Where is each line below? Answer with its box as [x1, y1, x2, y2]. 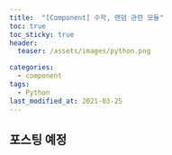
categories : [9, 63, 54, 72]
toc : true [9, 22, 47, 31]
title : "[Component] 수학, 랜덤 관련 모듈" [9, 13, 164, 23]
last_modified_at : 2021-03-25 [9, 96, 123, 105]
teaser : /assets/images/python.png [17, 47, 151, 56]
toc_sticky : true [9, 30, 75, 39]
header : [9, 38, 39, 48]
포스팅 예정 [9, 132, 68, 147]
